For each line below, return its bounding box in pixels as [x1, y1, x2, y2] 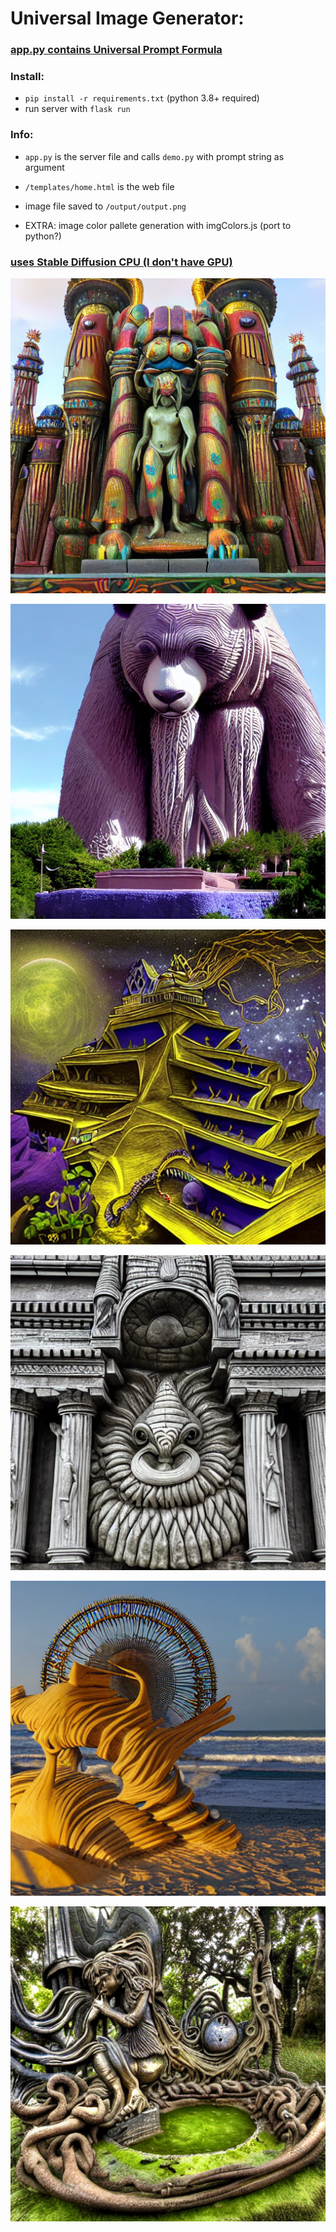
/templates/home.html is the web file [24, 180, 175, 192]
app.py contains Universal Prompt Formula [10, 43, 223, 57]
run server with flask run [24, 103, 131, 115]
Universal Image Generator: [10, 7, 245, 30]
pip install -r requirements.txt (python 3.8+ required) [24, 92, 260, 104]
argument [24, 161, 65, 173]
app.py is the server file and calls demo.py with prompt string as [24, 150, 285, 162]
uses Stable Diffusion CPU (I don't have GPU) [10, 255, 233, 269]
